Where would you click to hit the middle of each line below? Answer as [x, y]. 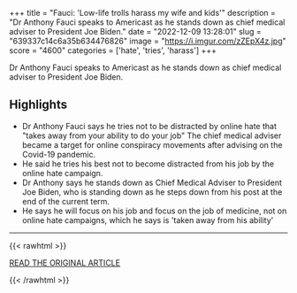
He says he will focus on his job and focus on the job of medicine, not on [154, 211]
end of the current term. [66, 201]
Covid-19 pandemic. [58, 154]
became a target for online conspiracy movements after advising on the [152, 144]
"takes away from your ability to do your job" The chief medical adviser [152, 135]
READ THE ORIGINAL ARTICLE [65, 262]
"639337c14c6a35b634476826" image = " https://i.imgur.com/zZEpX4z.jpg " [148, 41]
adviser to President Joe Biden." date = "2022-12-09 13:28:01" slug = [136, 31]
